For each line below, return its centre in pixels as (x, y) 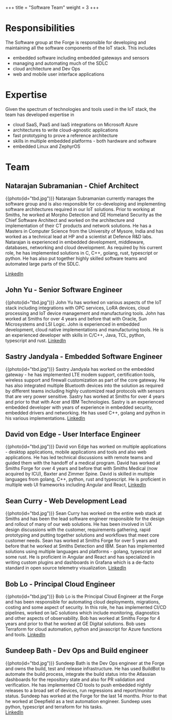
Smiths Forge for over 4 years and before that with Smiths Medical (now (81, 468)
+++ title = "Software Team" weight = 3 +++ (52, 7)
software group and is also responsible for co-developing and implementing (85, 204)
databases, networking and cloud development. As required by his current (84, 247)
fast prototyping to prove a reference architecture (65, 135)
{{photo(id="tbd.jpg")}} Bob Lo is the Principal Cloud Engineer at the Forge (84, 596)
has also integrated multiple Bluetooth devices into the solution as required (84, 385)
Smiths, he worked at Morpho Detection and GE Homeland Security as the (84, 215)
